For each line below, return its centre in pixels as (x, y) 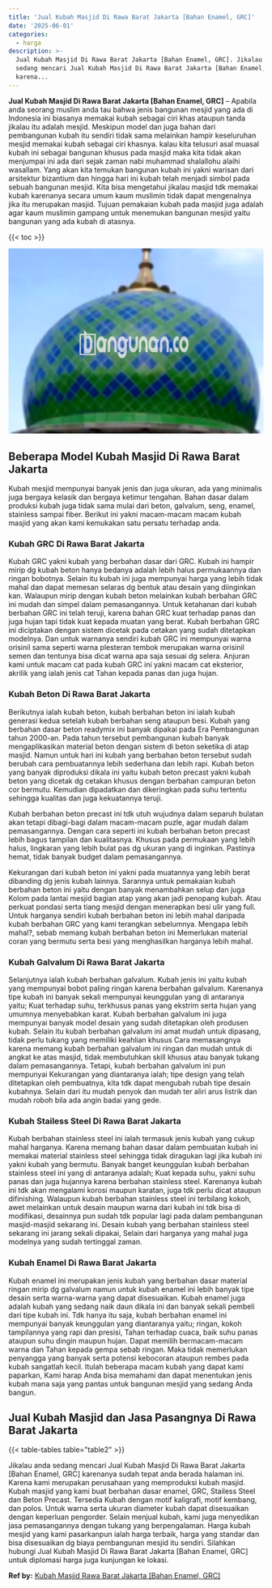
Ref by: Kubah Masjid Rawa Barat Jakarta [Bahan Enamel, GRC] (115, 1576)
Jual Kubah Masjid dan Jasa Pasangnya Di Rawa (132, 1418)
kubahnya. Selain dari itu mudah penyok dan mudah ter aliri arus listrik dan (133, 1091)
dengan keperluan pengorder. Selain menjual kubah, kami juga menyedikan (134, 1517)
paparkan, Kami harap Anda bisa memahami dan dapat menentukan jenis (130, 1375)
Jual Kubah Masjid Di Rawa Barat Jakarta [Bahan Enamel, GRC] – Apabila (132, 100)
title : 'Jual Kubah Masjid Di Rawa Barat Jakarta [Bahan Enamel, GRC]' (132, 17)
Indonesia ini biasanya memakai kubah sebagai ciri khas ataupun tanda (127, 118)
